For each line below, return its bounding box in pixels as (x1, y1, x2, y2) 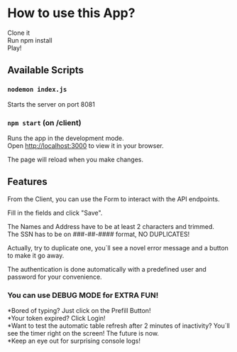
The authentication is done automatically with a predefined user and (7, 265, 207, 273)
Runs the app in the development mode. (7, 134, 124, 142)
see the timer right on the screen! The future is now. (7, 329, 160, 338)
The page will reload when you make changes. (7, 155, 144, 164)
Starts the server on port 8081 (7, 100, 96, 108)
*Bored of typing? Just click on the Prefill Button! (7, 306, 151, 315)
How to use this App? (7, 5, 136, 21)
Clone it (7, 28, 31, 37)
